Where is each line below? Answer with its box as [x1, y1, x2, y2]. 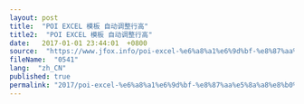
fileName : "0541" [9, 55, 79, 64]
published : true [9, 72, 71, 81]
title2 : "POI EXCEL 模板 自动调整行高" [9, 30, 153, 39]
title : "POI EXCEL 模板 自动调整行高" [9, 22, 149, 31]
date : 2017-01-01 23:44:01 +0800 [9, 38, 147, 48]
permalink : [9, 80, 51, 90]
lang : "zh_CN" [9, 64, 67, 73]
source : [9, 47, 39, 56]
